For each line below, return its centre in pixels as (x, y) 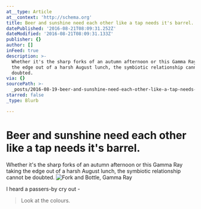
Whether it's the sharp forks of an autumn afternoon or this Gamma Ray (95, 164)
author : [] (20, 45)
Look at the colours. (45, 200)
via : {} (16, 78)
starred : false (25, 95)
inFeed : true (22, 51)
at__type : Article (29, 12)
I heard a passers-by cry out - (43, 189)
